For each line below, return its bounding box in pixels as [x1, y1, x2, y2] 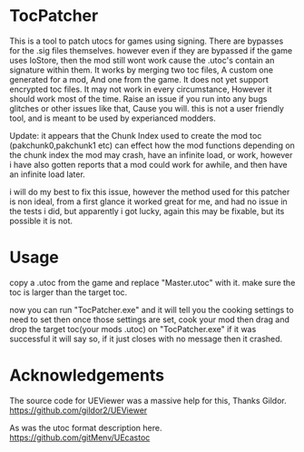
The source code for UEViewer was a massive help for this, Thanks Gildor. [9, 395, 288, 406]
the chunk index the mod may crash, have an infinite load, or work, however [9, 149, 293, 160]
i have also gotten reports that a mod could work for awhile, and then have [9, 159, 288, 170]
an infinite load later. [9, 169, 86, 180]
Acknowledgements [9, 365, 165, 386]
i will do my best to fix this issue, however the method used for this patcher [9, 186, 290, 197]
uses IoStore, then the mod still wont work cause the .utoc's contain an [9, 54, 275, 65]
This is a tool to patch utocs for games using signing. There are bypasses [9, 35, 284, 46]
